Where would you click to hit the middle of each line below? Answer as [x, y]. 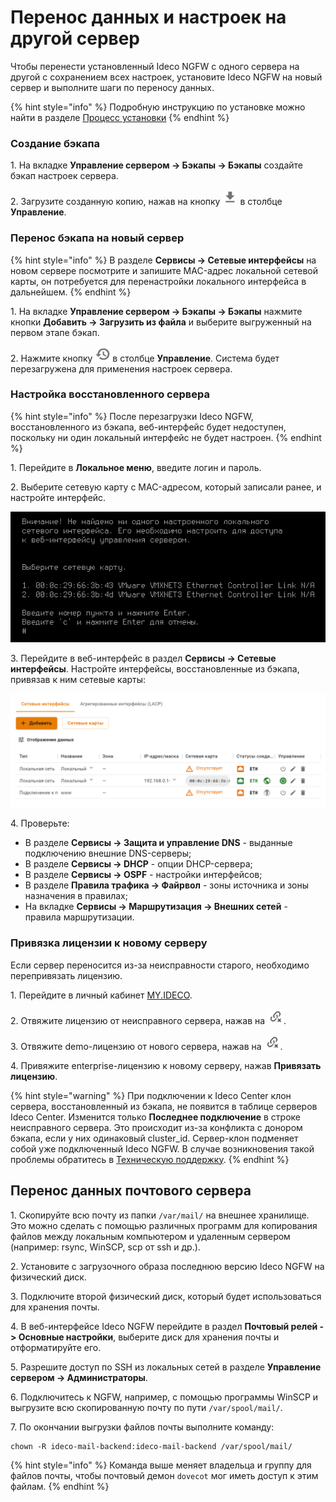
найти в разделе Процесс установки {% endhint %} [120, 117]
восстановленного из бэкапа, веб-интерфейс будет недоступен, [148, 427]
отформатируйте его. [56, 1347]
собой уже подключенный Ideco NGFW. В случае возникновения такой [162, 1148]
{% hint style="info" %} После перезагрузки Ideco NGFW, [132, 416]
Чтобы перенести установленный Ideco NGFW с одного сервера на [155, 66]
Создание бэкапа [55, 143]
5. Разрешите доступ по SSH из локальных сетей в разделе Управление [166, 1367]
